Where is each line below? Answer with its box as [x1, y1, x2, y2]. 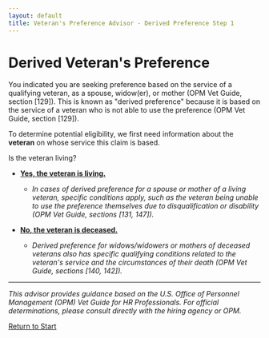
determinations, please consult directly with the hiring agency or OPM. [8, 306, 242, 316]
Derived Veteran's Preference [8, 54, 211, 72]
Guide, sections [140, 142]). [31, 266, 122, 276]
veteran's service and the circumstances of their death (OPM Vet [31, 257, 247, 268]
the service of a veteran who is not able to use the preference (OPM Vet [8, 105, 246, 115]
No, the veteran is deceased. [19, 225, 118, 235]
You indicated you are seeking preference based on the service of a [8, 80, 232, 89]
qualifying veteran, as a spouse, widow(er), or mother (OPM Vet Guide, [8, 89, 243, 98]
